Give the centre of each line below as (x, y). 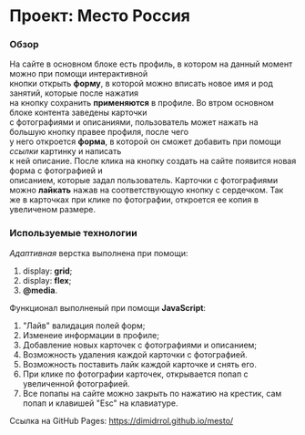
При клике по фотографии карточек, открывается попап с (135, 374)
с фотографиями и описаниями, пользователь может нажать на (134, 122)
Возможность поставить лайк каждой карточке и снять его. (139, 364)
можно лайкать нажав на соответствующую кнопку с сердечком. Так (147, 190)
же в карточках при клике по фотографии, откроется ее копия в (134, 200)
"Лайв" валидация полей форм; (84, 326)
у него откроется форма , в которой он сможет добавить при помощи (145, 141)
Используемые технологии (74, 233)
